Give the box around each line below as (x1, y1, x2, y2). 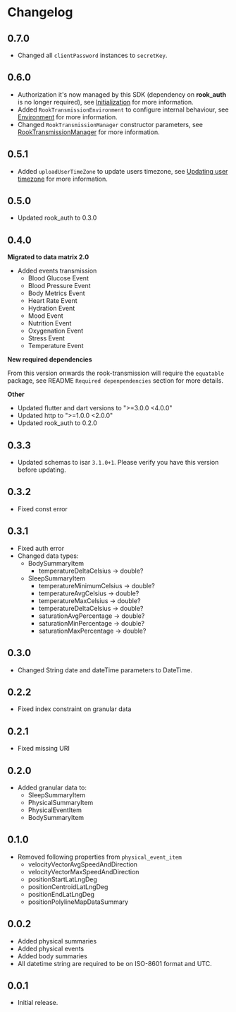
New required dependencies (7, 355, 93, 364)
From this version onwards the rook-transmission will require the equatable (7, 369, 225, 378)
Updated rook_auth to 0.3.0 (17, 213, 97, 222)
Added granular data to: (17, 783, 87, 792)
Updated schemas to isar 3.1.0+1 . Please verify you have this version (17, 458, 219, 467)
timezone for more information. (17, 174, 108, 183)
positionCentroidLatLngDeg (27, 882, 108, 891)
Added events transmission (17, 266, 97, 275)
